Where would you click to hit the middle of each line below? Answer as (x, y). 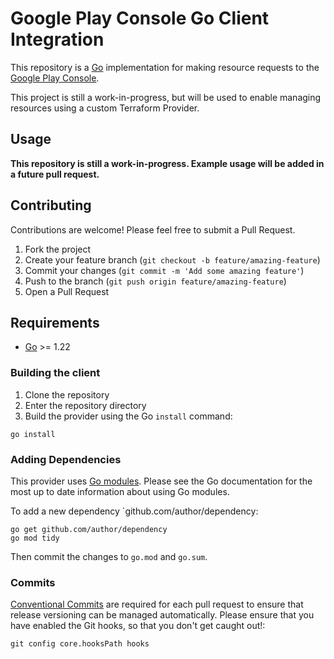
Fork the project (58, 249)
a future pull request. (55, 174)
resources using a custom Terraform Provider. (105, 108)
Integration (57, 39)
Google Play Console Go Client (140, 18)
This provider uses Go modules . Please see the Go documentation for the (161, 481)
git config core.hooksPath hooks (80, 644)
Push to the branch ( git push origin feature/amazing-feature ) (155, 281)
